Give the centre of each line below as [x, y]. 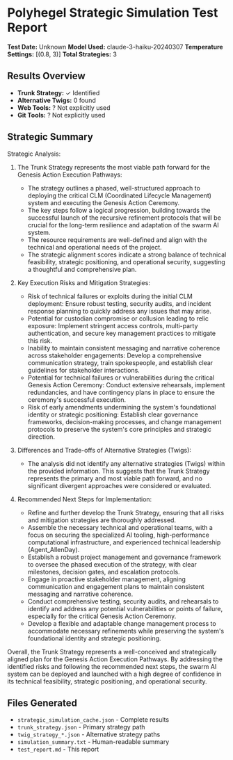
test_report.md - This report [58, 750]
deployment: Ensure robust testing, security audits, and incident [119, 303]
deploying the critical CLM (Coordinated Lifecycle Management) [120, 195]
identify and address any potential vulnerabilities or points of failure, [125, 608]
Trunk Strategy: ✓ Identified [58, 92]
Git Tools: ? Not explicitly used [61, 115]
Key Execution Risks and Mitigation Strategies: [84, 282]
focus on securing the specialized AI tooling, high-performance [119, 535]
